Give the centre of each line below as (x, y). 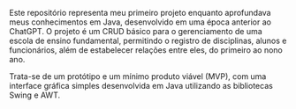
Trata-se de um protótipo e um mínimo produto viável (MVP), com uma (138, 76)
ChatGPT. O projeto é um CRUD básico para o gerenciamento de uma (136, 31)
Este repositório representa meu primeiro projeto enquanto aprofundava (140, 13)
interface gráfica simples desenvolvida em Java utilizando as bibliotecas (141, 86)
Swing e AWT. (34, 95)
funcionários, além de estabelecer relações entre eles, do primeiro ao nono (146, 50)
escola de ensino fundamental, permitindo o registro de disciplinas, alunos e (148, 40)
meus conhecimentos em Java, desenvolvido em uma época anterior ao (140, 22)
